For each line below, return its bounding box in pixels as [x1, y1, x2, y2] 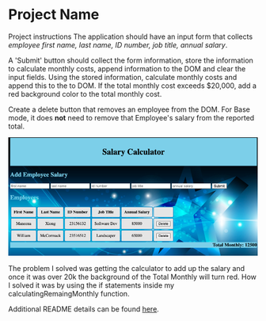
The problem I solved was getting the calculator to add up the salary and [8, 264, 245, 273]
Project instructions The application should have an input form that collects [8, 32, 253, 41]
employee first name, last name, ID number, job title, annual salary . [8, 40, 228, 49]
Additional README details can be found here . [8, 304, 160, 314]
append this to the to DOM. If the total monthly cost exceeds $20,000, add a [8, 81, 257, 90]
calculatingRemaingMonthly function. [8, 289, 130, 299]
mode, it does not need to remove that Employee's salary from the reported [8, 113, 255, 122]
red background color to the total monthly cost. [8, 89, 162, 98]
